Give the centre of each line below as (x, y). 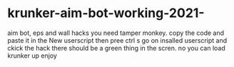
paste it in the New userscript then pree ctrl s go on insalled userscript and (117, 40)
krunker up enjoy (32, 56)
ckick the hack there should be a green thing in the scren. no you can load (117, 48)
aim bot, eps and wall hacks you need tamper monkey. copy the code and (116, 33)
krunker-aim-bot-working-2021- (106, 13)
